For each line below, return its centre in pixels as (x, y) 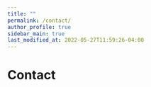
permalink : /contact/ (39, 21)
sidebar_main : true (36, 34)
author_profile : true (39, 27)
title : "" (22, 14)
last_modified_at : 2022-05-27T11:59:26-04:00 (75, 40)
